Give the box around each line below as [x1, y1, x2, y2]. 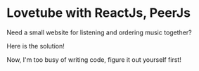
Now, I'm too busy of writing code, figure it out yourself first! [6, 55, 182, 64]
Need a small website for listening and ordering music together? [6, 28, 192, 37]
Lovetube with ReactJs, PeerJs [6, 5, 191, 21]
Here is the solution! [6, 41, 65, 50]
